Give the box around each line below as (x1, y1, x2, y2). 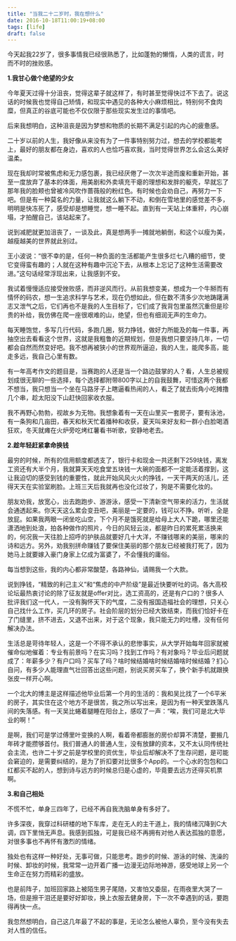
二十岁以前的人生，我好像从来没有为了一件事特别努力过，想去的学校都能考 (7, 137, 223, 145)
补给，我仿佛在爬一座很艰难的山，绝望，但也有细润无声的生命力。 (19, 311, 211, 319)
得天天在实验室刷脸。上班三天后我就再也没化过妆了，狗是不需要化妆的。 (7, 482, 216, 491)
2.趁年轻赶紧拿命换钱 (7, 441, 69, 449)
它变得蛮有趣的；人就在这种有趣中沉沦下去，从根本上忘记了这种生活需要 (7, 261, 216, 269)
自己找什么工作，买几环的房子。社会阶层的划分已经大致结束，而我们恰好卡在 (7, 606, 229, 615)
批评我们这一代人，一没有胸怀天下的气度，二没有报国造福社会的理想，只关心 (7, 598, 229, 606)
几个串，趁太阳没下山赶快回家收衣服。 (7, 394, 118, 402)
